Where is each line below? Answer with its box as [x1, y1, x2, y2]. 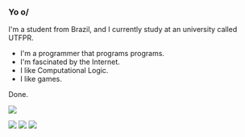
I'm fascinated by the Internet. [19, 57, 121, 66]
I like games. [19, 75, 63, 84]
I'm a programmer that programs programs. [19, 49, 165, 58]
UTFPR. [8, 33, 34, 42]
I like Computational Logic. [19, 66, 109, 75]
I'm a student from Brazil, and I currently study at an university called [8, 25, 238, 34]
